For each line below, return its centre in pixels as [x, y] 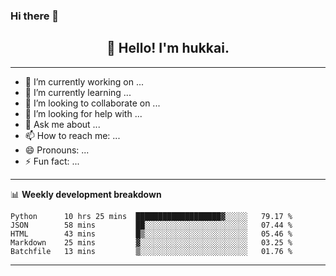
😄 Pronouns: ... [57, 150]
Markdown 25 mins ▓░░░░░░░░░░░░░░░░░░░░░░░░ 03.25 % [151, 242]
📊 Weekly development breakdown [86, 194]
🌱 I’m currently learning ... [78, 92]
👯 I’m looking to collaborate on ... [92, 103]
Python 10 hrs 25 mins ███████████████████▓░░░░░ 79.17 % [151, 216]
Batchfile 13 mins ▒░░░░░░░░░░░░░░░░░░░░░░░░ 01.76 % [151, 251]
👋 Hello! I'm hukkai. [168, 48]
